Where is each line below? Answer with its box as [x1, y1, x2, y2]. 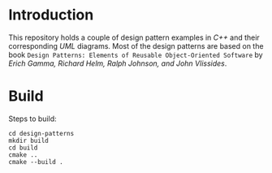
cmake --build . [8, 158, 63, 166]
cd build [8, 144, 38, 152]
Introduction [8, 6, 94, 24]
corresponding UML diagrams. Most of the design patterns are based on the [8, 41, 264, 50]
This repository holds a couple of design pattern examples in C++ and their [8, 32, 260, 42]
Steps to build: [8, 114, 57, 123]
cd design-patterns [8, 129, 75, 137]
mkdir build [8, 136, 49, 145]
